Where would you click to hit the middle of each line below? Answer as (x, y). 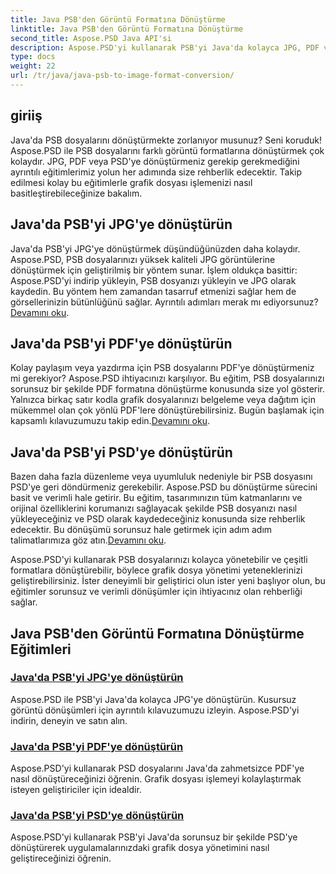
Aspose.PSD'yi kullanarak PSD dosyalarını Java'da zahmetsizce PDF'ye (157, 768)
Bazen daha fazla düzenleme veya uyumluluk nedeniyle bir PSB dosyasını (161, 477)
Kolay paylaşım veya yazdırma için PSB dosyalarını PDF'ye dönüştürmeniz (162, 368)
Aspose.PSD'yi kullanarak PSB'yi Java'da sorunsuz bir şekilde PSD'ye (154, 837)
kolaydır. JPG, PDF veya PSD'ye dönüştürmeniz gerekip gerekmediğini (155, 161)
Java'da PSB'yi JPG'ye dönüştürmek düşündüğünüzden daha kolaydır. (155, 248)
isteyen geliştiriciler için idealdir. (76, 790)
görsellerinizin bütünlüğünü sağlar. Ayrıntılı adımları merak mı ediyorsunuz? (164, 302)
